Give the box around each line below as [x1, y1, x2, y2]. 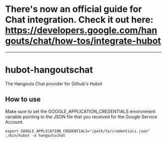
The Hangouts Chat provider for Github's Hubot [5, 81, 103, 87]
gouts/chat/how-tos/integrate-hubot [5, 35, 162, 47]
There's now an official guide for [5, 3, 142, 15]
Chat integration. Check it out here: [5, 14, 154, 25]
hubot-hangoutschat [5, 64, 93, 76]
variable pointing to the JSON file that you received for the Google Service [5, 114, 158, 120]
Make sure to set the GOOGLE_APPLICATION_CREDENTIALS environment [5, 108, 156, 114]
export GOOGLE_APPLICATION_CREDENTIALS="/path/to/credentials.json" [5, 129, 150, 134]
